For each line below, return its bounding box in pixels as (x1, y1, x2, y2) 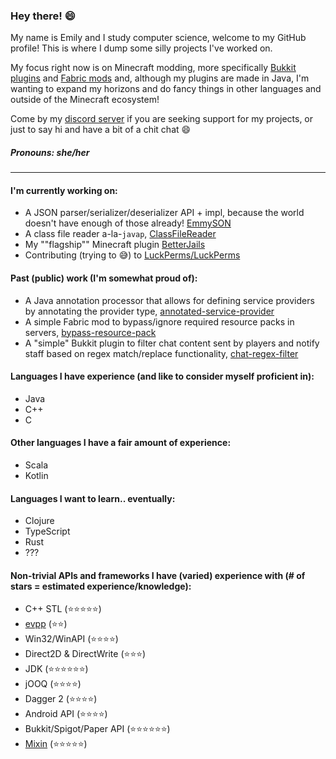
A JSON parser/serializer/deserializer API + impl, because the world (24, 207, 305, 219)
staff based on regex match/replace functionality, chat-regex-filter (24, 347, 299, 359)
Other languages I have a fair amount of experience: (10, 437, 232, 449)
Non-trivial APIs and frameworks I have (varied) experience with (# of (10, 569, 306, 581)
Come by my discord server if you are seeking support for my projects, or (10, 113, 314, 125)
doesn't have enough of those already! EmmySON (24, 217, 232, 229)
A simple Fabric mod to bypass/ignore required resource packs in (24, 315, 295, 328)
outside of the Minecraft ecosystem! (10, 94, 160, 106)
